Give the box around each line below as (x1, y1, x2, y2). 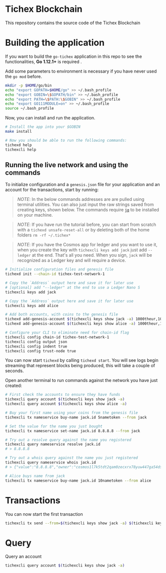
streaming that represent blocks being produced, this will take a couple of (5, 363, 156, 369)
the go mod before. (5, 73, 42, 79)
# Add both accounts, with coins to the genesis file (5, 312, 119, 317)
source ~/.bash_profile (5, 106, 54, 111)
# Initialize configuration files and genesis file (5, 267, 114, 272)
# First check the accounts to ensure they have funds (5, 392, 121, 397)
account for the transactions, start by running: (5, 187, 99, 193)
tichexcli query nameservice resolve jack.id (5, 442, 100, 447)
